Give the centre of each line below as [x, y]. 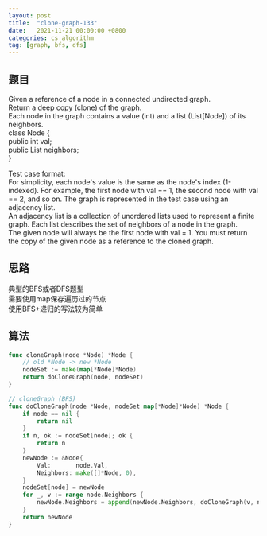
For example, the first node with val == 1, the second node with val [149, 190]
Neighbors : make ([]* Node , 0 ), [87, 473]
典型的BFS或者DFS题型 [46, 289]
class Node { [29, 133]
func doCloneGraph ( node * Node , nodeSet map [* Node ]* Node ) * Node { [119, 406]
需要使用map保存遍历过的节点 [57, 298]
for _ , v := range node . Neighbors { [83, 495]
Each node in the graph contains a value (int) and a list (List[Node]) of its [127, 115]
